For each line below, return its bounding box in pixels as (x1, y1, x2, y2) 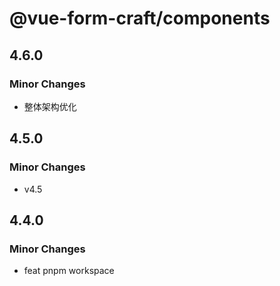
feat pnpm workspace (23, 265, 115, 277)
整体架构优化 (23, 100, 77, 112)
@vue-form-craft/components (9, 7, 271, 30)
